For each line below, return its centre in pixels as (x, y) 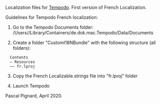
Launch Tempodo (31, 86)
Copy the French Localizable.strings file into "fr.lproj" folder (75, 76)
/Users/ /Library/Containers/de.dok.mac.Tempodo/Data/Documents (83, 33)
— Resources (23, 62)
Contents (19, 57)
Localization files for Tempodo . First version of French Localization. (76, 7)
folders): (21, 48)
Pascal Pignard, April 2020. (34, 96)
